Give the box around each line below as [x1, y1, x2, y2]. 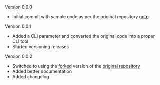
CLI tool [12, 38, 29, 44]
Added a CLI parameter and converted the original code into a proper [12, 33, 155, 39]
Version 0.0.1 [5, 23, 31, 29]
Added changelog [12, 74, 49, 79]
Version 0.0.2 [5, 53, 32, 59]
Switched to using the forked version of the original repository [12, 63, 140, 69]
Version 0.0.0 [5, 4, 32, 10]
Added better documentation [12, 68, 72, 74]
